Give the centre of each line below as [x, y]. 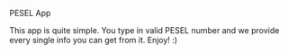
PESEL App [30, 13]
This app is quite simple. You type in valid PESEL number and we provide [144, 30]
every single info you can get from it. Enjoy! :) [94, 40]
